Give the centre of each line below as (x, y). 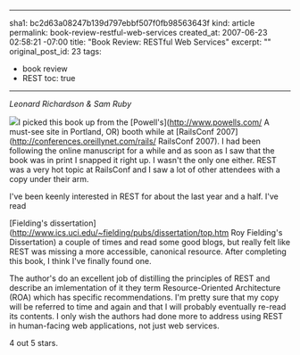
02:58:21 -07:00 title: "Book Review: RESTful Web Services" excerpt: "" (140, 42)
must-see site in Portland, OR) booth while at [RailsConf (112, 132)
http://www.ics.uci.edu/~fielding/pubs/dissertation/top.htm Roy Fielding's (147, 232)
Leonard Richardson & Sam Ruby (71, 104)
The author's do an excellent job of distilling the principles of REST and (140, 278)
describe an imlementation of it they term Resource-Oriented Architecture (145, 288)
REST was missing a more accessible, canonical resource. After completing (148, 252)
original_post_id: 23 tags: (55, 51)
